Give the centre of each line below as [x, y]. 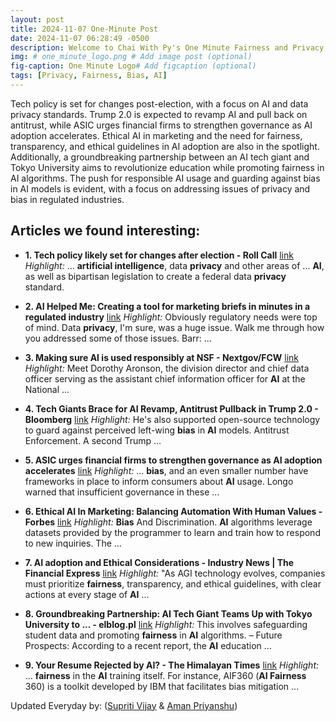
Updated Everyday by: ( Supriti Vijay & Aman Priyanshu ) [124, 705]
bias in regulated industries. [67, 199]
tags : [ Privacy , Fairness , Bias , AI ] [89, 76]
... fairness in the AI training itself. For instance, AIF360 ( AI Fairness [165, 675]
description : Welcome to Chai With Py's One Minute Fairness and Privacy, [169, 47]
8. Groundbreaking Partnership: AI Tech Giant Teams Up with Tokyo [168, 613]
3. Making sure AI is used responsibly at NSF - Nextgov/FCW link [161, 357]
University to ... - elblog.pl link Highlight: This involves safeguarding [166, 624]
